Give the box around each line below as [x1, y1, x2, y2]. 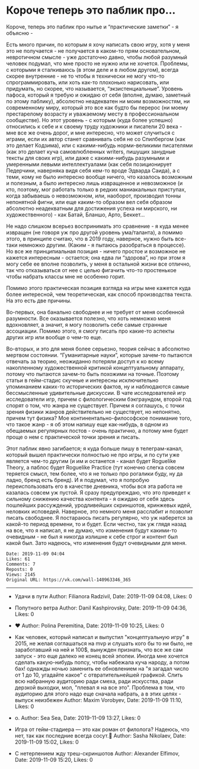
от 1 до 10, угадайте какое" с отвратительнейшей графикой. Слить [14, 671, 183, 678]
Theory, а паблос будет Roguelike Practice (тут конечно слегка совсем [6, 464, 185, 471]
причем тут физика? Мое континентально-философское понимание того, [6, 414, 192, 422]
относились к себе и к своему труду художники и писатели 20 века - [6, 123, 182, 130]
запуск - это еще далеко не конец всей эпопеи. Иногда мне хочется [14, 652, 188, 659]
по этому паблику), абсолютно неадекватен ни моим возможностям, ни [6, 97, 190, 104]
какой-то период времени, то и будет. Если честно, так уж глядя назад [6, 520, 187, 528]
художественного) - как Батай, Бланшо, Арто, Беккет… [6, 211, 145, 218]
